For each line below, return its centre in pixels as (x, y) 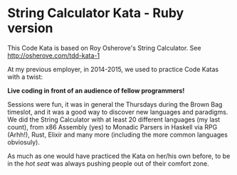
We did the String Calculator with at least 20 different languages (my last (114, 120)
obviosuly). (24, 142)
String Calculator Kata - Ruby (96, 13)
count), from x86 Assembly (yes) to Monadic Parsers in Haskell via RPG (112, 127)
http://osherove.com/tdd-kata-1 (54, 55)
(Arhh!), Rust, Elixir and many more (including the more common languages (117, 134)
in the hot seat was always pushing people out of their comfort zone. (108, 163)
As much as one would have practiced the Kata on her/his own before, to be (119, 156)
